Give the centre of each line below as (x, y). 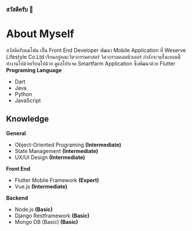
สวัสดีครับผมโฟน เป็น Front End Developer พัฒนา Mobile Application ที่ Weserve (96, 50)
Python (23, 94)
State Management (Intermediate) (56, 151)
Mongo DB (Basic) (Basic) (46, 222)
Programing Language (34, 70)
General (16, 133)
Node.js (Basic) (34, 209)
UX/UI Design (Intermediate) (50, 157)
